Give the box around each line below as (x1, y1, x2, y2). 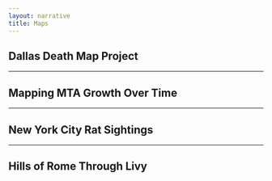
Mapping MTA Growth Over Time (8, 86, 178, 99)
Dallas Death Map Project (8, 49, 139, 63)
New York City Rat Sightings (8, 123, 154, 137)
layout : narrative (8, 11, 70, 20)
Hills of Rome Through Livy (8, 159, 147, 174)
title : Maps (8, 19, 49, 27)
